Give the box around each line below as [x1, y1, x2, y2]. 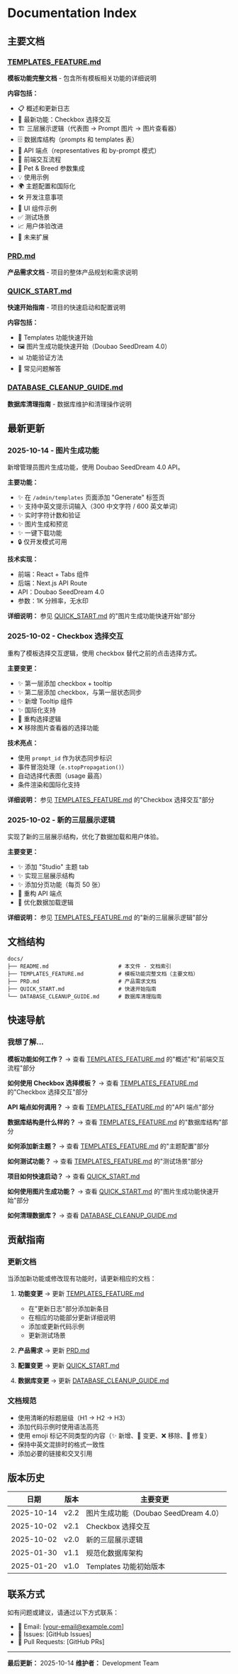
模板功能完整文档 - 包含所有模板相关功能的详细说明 [7, 73, 157, 82]
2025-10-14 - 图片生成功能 [7, 445, 99, 455]
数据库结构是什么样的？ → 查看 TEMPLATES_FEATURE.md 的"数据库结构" [7, 1118, 222, 1126]
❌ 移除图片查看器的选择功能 [17, 723, 99, 732]
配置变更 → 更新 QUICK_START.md [17, 1361, 120, 1370]
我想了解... [7, 1037, 44, 1047]
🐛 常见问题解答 [17, 364, 62, 373]
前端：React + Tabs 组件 [17, 570, 90, 578]
